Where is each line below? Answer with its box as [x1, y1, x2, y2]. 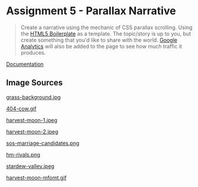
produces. [20, 49, 46, 56]
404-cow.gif [6, 105, 37, 112]
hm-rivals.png [6, 151, 40, 158]
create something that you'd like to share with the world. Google [20, 36, 178, 43]
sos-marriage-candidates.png [6, 140, 80, 147]
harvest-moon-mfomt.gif [6, 174, 67, 181]
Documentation [6, 61, 44, 68]
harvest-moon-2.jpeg [6, 128, 59, 135]
